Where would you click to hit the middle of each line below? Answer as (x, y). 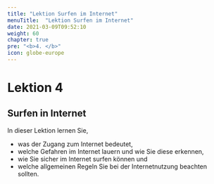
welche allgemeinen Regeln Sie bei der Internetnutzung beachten (112, 166)
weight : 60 (23, 33)
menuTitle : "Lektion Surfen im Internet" (70, 20)
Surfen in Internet (47, 113)
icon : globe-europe (36, 53)
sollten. (28, 173)
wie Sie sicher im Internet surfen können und (82, 159)
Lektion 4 (35, 88)
